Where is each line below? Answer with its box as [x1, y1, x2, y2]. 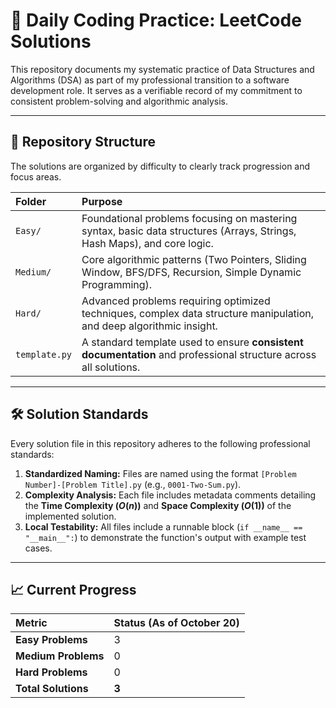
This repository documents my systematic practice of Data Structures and [10, 63, 315, 75]
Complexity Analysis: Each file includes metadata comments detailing [24, 489, 317, 501]
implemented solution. [24, 510, 117, 522]
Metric [15, 616, 48, 630]
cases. [24, 542, 53, 554]
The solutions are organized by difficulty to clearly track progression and [10, 160, 311, 172]
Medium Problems [15, 649, 105, 663]
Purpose [81, 194, 123, 208]
